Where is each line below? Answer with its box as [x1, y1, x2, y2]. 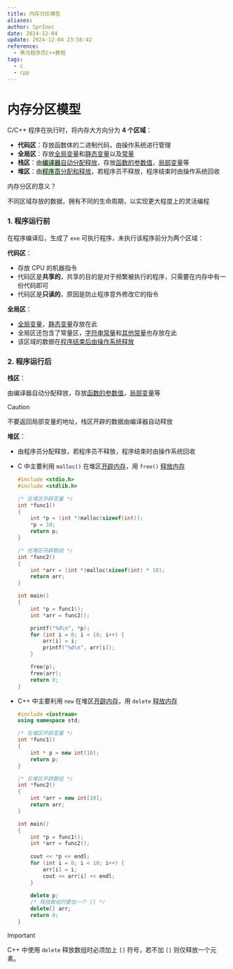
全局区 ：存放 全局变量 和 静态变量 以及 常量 [17, 150, 134, 158]
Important [7, 931, 36, 940]
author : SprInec [7, 23, 55, 30]
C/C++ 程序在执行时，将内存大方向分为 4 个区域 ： [7, 126, 153, 134]
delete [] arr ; [30, 905, 71, 913]
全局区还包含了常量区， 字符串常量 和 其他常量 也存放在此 [17, 328, 177, 337]
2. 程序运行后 [7, 356, 52, 366]
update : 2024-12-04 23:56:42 [7, 37, 92, 44]
